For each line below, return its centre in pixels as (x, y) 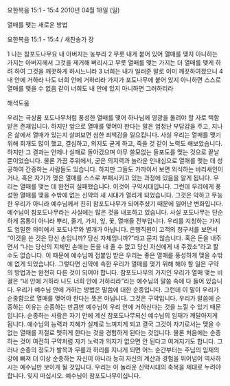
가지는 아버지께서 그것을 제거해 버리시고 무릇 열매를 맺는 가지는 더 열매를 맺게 (111, 63)
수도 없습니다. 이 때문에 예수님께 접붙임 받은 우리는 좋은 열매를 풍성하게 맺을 (109, 255)
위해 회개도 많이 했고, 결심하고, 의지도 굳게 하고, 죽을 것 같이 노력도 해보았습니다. (115, 143)
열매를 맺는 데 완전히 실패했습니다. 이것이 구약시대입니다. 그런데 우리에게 (117, 186)
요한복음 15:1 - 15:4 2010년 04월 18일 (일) (64, 10)
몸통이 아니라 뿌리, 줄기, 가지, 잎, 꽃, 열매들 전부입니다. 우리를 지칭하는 (114, 221)
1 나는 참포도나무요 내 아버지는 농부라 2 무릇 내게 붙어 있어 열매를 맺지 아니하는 (113, 54)
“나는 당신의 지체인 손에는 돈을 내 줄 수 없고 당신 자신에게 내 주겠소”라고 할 (119, 247)
